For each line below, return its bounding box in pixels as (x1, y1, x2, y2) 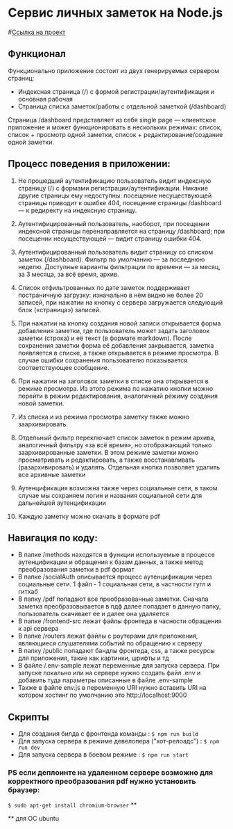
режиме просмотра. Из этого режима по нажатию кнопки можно (17, 384, 214, 392)
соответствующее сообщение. (17, 363, 110, 371)
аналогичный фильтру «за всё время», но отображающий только (17, 440, 212, 449)
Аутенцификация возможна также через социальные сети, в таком (17, 483, 218, 492)
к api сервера (17, 625, 59, 633)
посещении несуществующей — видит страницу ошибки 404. (17, 234, 202, 243)
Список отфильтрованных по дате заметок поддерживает (17, 283, 190, 291)
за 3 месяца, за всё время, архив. (17, 270, 119, 278)
